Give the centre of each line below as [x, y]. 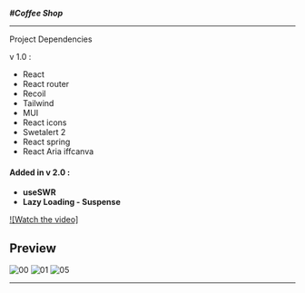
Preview [33, 248]
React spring [46, 142]
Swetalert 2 [44, 132]
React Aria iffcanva [58, 151]
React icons [44, 122]
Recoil [34, 93]
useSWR [39, 192]
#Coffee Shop [36, 13]
